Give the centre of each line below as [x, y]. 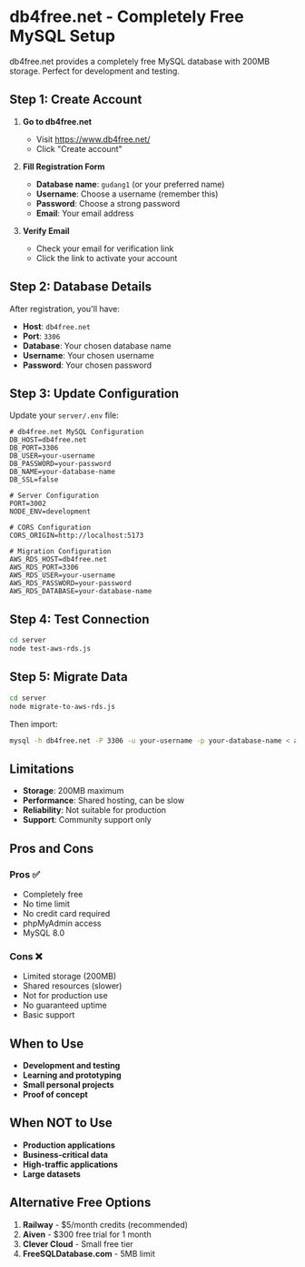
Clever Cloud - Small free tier [78, 1243]
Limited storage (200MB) [69, 977]
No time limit [46, 904]
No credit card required [66, 913]
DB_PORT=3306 [34, 448]
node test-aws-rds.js [50, 649]
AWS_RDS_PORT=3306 [44, 568]
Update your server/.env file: [64, 415]
